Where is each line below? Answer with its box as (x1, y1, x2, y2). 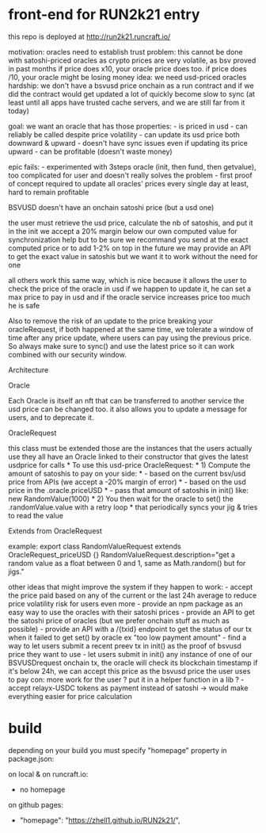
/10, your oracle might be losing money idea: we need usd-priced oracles (8, 72, 247, 82)
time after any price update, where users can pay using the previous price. (8, 333, 252, 342)
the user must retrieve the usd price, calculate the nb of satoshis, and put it (8, 218, 253, 227)
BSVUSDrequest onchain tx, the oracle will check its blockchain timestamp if (8, 658, 258, 667)
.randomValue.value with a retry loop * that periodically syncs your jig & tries (8, 502, 258, 512)
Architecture (8, 365, 49, 374)
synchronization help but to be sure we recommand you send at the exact (8, 235, 249, 244)
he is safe (8, 300, 40, 310)
